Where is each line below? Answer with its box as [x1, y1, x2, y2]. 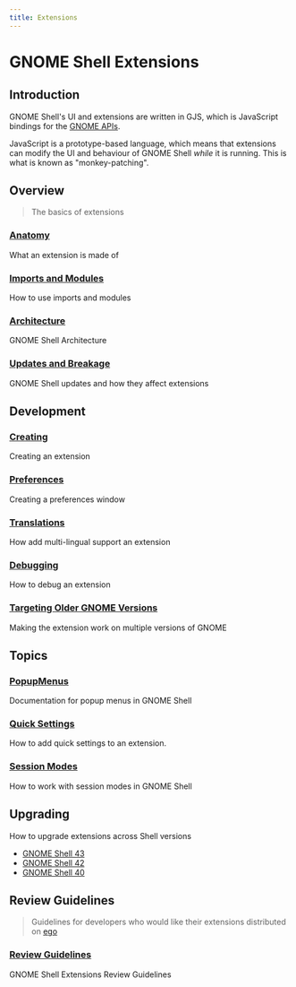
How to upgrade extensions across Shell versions [9, 830, 192, 841]
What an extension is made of [9, 249, 119, 260]
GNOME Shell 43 [21, 848, 85, 859]
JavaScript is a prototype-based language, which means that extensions [9, 138, 277, 149]
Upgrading [9, 807, 70, 822]
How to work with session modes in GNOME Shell [9, 781, 192, 792]
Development [9, 404, 87, 420]
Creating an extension [9, 451, 91, 462]
